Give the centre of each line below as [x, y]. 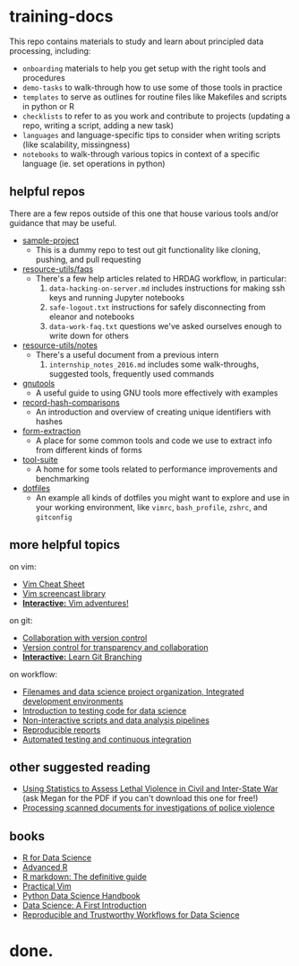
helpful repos [47, 191]
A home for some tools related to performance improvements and [156, 469]
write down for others [89, 335]
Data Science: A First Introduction [85, 905]
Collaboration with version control [85, 638]
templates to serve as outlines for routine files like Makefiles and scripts [154, 97]
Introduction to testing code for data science [104, 710]
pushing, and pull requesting [88, 259]
